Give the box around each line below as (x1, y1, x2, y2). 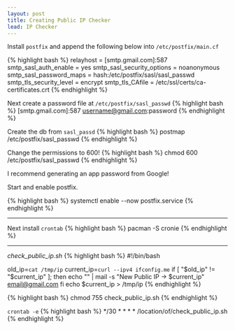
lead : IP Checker (7, 23, 58, 30)
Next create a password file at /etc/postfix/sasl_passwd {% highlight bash (7, 99, 224, 108)
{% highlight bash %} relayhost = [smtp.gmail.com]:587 (7, 56, 168, 64)
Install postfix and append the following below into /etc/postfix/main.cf (7, 43, 219, 51)
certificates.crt (7, 85, 50, 94)
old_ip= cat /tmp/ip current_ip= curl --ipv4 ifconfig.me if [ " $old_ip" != (7, 265, 215, 273)
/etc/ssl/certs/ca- (155, 78, 206, 87)
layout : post (7, 10, 45, 17)
